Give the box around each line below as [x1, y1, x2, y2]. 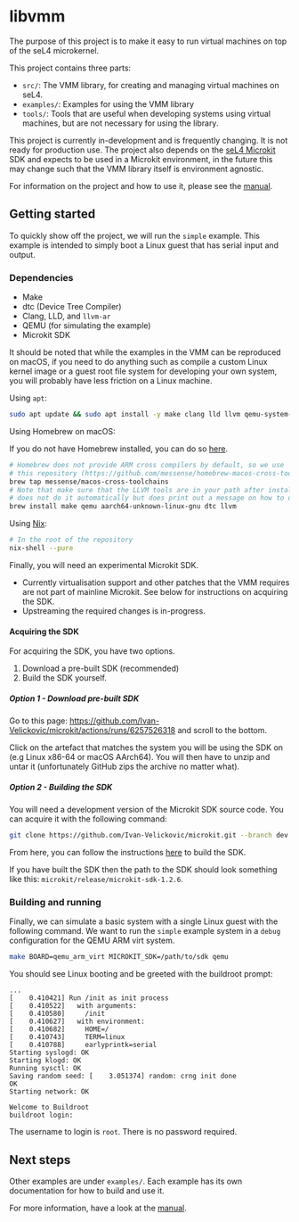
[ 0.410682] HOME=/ [9, 1025, 109, 1034]
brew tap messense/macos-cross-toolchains [9, 477, 169, 486]
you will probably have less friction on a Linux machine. [9, 376, 213, 386]
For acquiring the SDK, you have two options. [9, 646, 175, 656]
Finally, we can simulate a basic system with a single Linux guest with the [9, 916, 279, 927]
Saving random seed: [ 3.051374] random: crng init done [9, 1072, 238, 1081]
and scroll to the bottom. [177, 725, 268, 736]
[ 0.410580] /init [9, 1010, 105, 1019]
